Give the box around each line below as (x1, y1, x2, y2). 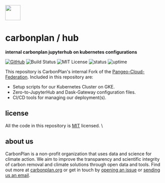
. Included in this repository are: (27, 74, 93, 80)
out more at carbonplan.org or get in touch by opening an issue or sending (5, 167, 160, 173)
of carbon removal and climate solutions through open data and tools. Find (5, 161, 160, 167)
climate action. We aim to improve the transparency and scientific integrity (5, 156, 160, 162)
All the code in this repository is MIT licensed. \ (5, 122, 103, 128)
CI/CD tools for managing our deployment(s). (12, 94, 106, 101)
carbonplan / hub (5, 32, 79, 44)
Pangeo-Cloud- (112, 68, 145, 74)
